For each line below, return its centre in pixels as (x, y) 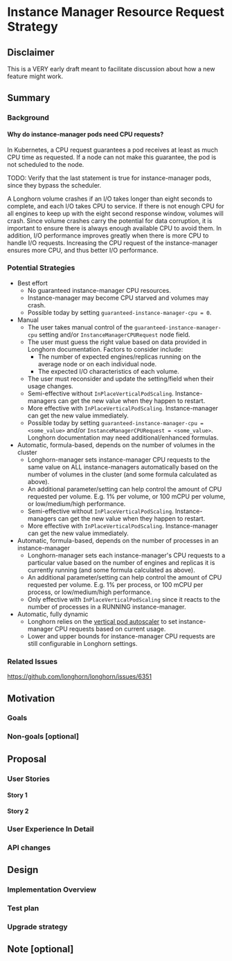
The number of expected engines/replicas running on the (119, 357)
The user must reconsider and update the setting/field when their (121, 379)
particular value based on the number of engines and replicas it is (121, 562)
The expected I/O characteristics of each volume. (108, 371)
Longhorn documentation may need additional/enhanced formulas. (123, 438)
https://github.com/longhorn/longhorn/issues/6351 (80, 676)
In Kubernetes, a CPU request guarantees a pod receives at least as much (113, 150)
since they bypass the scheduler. (54, 185)
